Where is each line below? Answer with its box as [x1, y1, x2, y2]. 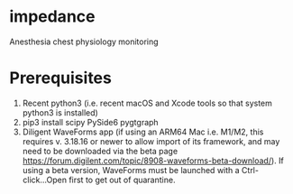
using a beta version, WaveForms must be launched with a [22, 164, 241, 175]
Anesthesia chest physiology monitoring [9, 36, 160, 47]
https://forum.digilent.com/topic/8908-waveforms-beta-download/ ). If [22, 155, 284, 166]
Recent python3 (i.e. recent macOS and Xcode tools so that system [22, 97, 273, 108]
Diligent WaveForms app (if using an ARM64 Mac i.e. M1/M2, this [22, 126, 264, 137]
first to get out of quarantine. [69, 174, 176, 185]
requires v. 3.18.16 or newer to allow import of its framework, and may [22, 135, 280, 146]
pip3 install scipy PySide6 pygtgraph [22, 116, 160, 127]
